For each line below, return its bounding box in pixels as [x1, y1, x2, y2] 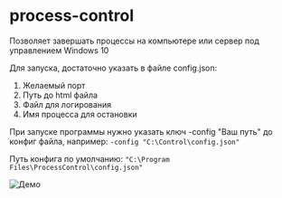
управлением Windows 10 [9, 44, 109, 55]
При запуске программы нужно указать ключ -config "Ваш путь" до [9, 126, 273, 137]
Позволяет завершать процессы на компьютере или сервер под [9, 35, 260, 46]
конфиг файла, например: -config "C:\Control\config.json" [9, 136, 240, 146]
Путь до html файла [22, 90, 98, 100]
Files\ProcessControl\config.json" [9, 163, 144, 172]
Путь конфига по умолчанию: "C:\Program [9, 153, 170, 164]
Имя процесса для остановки [22, 108, 137, 119]
